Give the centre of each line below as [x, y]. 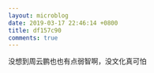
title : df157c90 [35, 30]
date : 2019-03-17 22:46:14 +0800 [63, 23]
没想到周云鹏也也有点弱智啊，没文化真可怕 [77, 61]
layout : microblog [38, 15]
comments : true [33, 38]
